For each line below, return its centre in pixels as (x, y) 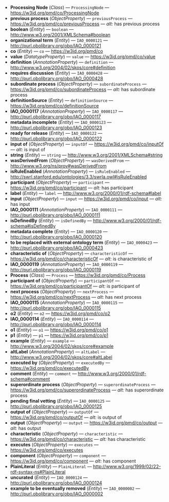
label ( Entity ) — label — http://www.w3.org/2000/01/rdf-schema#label (86, 193)
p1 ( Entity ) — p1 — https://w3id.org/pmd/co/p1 (59, 335)
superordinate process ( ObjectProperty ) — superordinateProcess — (83, 384)
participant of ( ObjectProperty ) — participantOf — (65, 281)
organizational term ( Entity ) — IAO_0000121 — (59, 40)
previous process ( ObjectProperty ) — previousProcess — (71, 18)
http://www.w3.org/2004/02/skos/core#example (62, 346)
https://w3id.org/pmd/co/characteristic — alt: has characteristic (78, 439)
